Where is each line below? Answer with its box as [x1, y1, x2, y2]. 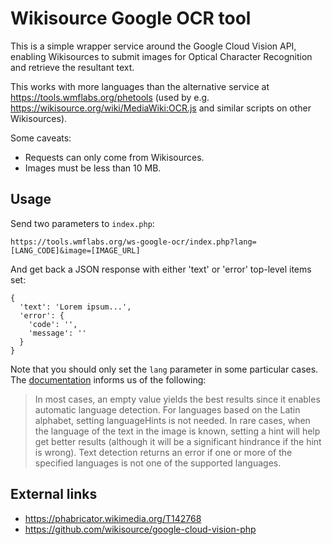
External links [10, 486, 98, 503]
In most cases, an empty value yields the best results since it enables [34, 393, 321, 405]
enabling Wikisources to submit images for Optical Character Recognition [10, 50, 313, 62]
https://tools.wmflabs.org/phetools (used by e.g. [10, 91, 210, 103]
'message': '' [28, 328, 87, 338]
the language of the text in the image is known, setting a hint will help [34, 425, 321, 437]
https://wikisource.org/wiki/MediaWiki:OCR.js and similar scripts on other [10, 102, 312, 114]
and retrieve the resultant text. [10, 61, 135, 73]
